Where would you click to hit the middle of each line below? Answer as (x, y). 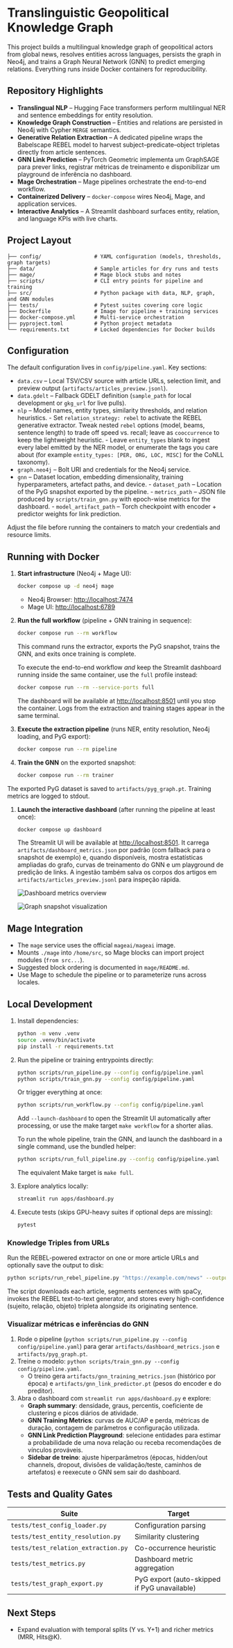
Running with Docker (53, 557)
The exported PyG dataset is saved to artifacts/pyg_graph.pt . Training (109, 788)
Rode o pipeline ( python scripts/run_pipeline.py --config (102, 1339)
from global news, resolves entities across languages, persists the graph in (114, 54)
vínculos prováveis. (55, 1450)
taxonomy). (33, 462)
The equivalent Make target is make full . (75, 1173)
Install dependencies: (48, 1021)
